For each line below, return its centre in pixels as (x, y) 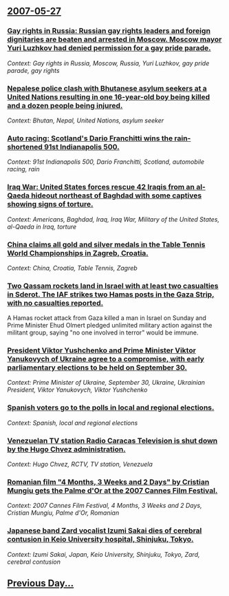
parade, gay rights (33, 70)
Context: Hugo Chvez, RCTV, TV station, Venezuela (80, 465)
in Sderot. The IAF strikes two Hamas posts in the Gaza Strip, (111, 294)
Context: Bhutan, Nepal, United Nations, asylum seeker (86, 120)
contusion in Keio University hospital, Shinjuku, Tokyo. (100, 540)
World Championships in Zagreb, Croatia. (78, 253)
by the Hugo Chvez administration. (66, 449)
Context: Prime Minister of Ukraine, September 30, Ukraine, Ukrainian (106, 383)
